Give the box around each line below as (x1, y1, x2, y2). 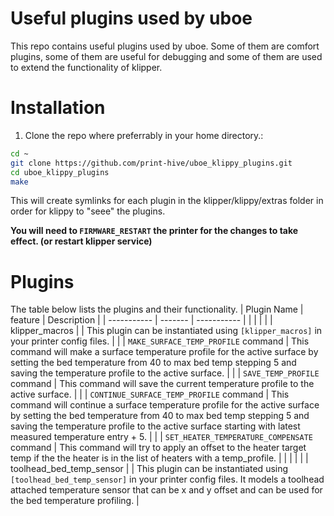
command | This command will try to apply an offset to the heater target (10, 442, 307, 454)
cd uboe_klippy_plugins (10, 167, 110, 177)
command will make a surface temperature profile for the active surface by (10, 346, 319, 358)
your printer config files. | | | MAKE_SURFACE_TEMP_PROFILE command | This (10, 335, 310, 347)
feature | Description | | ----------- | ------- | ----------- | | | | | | (10, 314, 273, 326)
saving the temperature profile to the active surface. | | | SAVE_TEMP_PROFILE (10, 367, 320, 379)
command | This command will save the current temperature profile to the (10, 378, 315, 390)
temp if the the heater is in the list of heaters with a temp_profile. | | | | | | (10, 452, 309, 464)
